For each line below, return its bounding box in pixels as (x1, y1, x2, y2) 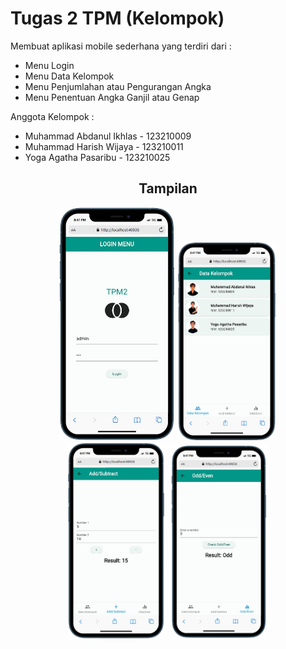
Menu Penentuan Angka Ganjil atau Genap (24, 91, 200, 103)
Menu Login (24, 59, 75, 71)
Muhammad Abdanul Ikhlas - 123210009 (24, 130, 192, 142)
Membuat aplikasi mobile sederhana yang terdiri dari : (10, 40, 232, 52)
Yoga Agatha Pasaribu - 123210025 (24, 151, 171, 163)
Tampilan (138, 180, 198, 197)
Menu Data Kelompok (24, 70, 115, 82)
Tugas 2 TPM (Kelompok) (10, 7, 225, 30)
